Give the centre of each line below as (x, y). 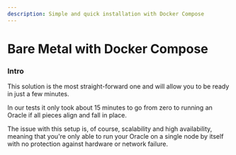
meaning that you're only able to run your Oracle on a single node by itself (116, 137)
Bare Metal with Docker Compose (108, 48)
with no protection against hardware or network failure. (88, 144)
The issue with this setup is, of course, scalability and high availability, (110, 129)
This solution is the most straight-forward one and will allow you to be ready (118, 86)
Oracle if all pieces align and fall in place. (67, 115)
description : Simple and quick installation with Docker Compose (106, 14)
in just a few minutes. (38, 94)
